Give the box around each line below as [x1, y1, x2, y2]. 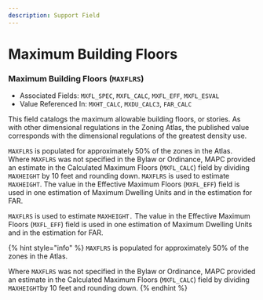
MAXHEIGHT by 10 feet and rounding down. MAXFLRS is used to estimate [8, 172, 230, 181]
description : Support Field [8, 11, 100, 20]
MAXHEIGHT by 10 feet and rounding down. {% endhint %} [8, 284, 188, 293]
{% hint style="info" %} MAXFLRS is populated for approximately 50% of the [8, 244, 250, 253]
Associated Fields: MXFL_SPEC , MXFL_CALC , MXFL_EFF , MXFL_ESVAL [19, 91, 220, 100]
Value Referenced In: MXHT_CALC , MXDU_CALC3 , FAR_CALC [19, 99, 192, 109]
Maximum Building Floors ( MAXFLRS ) [8, 73, 144, 84]
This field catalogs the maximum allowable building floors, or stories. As [8, 114, 241, 124]
